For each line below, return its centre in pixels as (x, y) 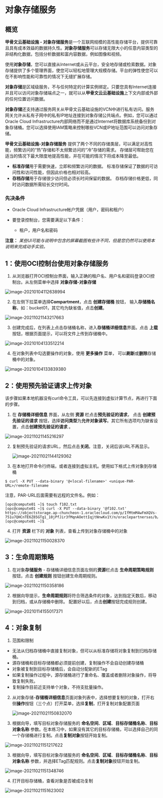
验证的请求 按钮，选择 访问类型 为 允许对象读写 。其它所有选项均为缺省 (85, 421)
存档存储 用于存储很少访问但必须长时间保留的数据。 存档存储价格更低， (83, 178)
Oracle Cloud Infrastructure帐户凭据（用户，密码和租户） (69, 210)
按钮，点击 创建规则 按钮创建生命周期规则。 (56, 576)
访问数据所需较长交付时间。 (44, 184)
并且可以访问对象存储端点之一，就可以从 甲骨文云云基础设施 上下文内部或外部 (81, 93)
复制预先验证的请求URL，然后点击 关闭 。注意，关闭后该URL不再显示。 (82, 446)
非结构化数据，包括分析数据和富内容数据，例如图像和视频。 (65, 54)
